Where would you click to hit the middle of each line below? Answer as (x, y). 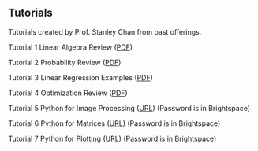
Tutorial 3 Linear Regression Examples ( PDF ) (81, 77)
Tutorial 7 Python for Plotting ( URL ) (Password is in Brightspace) (112, 138)
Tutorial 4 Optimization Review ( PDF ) (68, 93)
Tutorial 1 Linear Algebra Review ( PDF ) (70, 47)
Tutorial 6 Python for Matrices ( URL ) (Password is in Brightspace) (114, 123)
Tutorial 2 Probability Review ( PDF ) (65, 62)
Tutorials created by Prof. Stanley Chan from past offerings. (105, 31)
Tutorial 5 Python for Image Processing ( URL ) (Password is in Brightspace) (129, 108)
